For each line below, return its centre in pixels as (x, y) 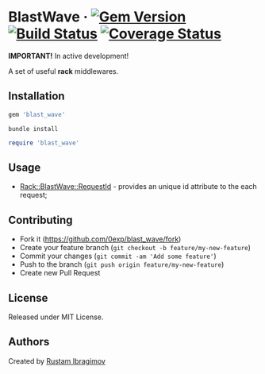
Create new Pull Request (60, 273)
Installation (36, 96)
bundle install (33, 129)
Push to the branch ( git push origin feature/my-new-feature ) (122, 264)
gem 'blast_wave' (37, 114)
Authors (29, 342)
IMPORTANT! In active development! (69, 56)
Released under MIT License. (56, 317)
